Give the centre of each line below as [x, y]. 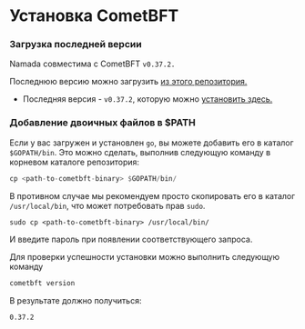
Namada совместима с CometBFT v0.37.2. [92, 64]
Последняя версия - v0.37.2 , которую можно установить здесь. [147, 99]
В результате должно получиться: [76, 300]
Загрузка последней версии [76, 45]
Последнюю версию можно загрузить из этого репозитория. [128, 82]
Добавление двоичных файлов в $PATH [102, 123]
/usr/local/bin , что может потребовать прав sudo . [107, 205]
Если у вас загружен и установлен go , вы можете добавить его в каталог [152, 143]
